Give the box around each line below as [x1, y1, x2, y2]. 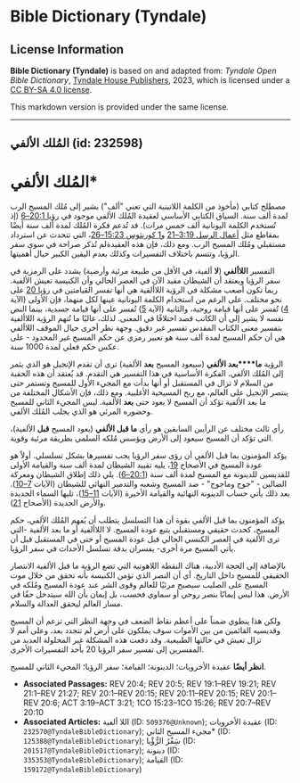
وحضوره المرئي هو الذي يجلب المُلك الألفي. [10, 406, 154, 416]
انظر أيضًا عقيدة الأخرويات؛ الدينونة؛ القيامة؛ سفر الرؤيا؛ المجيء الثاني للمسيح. [10, 662, 266, 672]
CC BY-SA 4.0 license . [10, 85, 93, 95]
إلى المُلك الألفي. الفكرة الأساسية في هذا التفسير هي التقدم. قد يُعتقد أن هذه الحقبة [10, 368, 284, 379]
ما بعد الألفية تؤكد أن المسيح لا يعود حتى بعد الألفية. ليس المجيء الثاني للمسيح [10, 397, 266, 408]
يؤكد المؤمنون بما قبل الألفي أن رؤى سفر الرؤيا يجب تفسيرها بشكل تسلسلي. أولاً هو [10, 450, 288, 461]
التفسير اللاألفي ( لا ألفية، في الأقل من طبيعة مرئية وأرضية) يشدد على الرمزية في [10, 266, 275, 276]
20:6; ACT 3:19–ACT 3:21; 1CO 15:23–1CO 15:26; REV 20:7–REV [40, 697, 272, 708]
